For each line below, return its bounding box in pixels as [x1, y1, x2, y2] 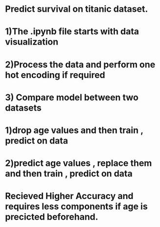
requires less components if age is [5, 201, 148, 212]
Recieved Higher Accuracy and [5, 191, 134, 202]
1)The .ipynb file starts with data [5, 26, 139, 37]
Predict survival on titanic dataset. [5, 3, 148, 15]
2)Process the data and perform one [5, 59, 156, 70]
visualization [5, 36, 59, 48]
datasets [5, 102, 42, 113]
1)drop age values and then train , [5, 124, 143, 136]
